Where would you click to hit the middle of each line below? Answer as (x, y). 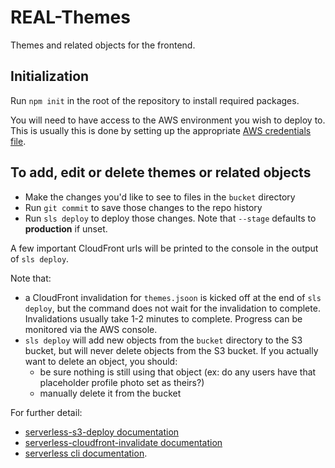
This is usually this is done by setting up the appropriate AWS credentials (161, 130)
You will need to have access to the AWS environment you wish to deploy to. (168, 120)
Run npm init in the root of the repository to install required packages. (155, 100)
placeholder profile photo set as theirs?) (122, 382)
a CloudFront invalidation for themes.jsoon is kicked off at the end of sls (173, 297)
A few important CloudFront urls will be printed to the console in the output (164, 248)
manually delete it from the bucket (110, 393)
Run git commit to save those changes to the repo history (143, 207)
